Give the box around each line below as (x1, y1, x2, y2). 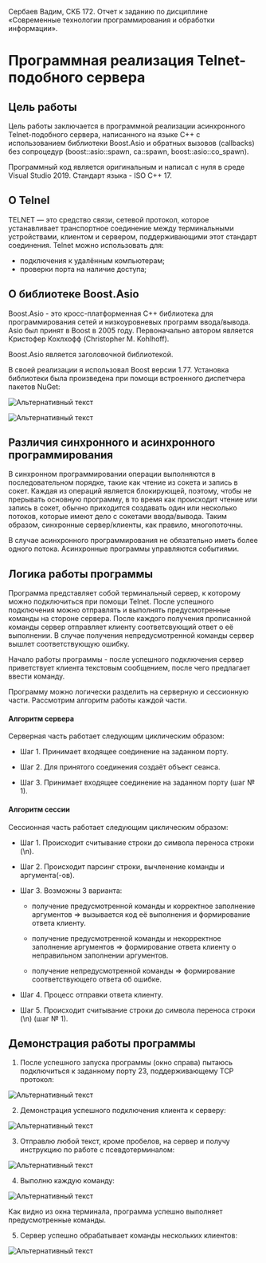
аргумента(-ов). (19, 870, 75, 879)
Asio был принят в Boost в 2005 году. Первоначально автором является (8, 325, 254, 335)
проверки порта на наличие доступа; (19, 264, 147, 273)
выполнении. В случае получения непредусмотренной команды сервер (8, 631, 255, 640)
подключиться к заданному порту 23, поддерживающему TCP (19, 1066, 234, 1076)
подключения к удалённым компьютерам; (19, 255, 166, 266)
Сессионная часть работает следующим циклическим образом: (8, 822, 229, 832)
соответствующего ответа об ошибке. (31, 974, 162, 984)
